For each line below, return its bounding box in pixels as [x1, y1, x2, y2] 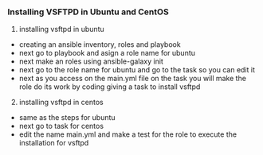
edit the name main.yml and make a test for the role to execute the [18, 130, 237, 139]
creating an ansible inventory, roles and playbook [18, 40, 181, 49]
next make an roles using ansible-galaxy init [18, 56, 164, 66]
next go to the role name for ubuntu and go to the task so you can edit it [18, 65, 256, 75]
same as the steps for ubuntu [18, 113, 116, 122]
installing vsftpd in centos [18, 98, 104, 107]
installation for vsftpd [18, 138, 89, 148]
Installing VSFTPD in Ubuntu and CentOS [7, 6, 169, 17]
